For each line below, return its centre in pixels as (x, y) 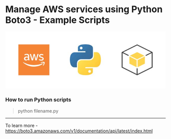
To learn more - (22, 125)
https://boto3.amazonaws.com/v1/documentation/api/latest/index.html (79, 131)
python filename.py (38, 111)
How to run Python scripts (38, 100)
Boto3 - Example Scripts (58, 20)
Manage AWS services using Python (84, 9)
